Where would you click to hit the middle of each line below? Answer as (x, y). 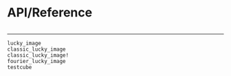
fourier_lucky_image (37, 61)
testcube (20, 67)
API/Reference (50, 13)
